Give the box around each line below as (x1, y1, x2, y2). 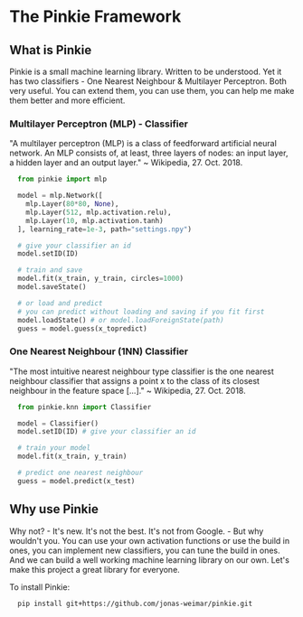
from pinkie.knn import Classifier (17, 402, 152, 412)
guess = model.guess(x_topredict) (17, 323, 147, 333)
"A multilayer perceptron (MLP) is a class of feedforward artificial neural (9, 138, 278, 149)
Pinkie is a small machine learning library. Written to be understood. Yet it (9, 66, 282, 77)
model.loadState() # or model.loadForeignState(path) (17, 315, 224, 324)
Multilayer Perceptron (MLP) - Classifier (9, 117, 188, 130)
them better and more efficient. (9, 95, 126, 106)
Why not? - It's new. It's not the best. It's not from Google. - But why (9, 526, 264, 537)
